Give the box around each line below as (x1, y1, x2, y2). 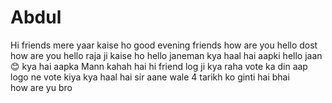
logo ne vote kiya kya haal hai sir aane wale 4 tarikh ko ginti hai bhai (10, 71, 290, 83)
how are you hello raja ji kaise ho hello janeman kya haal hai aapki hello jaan (10, 49, 323, 61)
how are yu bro (10, 81, 73, 93)
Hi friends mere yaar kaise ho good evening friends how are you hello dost (10, 39, 318, 51)
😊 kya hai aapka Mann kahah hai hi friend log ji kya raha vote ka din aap (10, 60, 308, 72)
